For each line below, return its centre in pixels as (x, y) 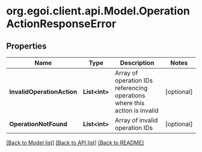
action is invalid (137, 111)
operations (130, 96)
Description (137, 63)
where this (130, 103)
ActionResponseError (61, 24)
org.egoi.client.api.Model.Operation (98, 11)
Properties (26, 46)
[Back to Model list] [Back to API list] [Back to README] (75, 143)
